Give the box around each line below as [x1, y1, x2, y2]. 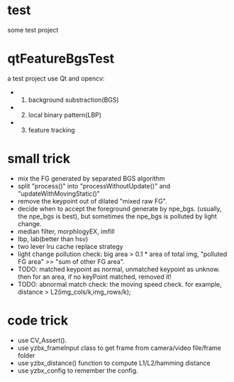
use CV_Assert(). [17, 336, 67, 344]
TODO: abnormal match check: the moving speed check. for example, [17, 280, 222, 288]
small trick [7, 151, 71, 167]
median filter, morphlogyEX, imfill [17, 227, 115, 235]
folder [17, 351, 35, 359]
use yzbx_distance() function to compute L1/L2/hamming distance [17, 359, 211, 367]
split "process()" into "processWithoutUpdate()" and [17, 181, 171, 190]
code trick [7, 312, 69, 329]
